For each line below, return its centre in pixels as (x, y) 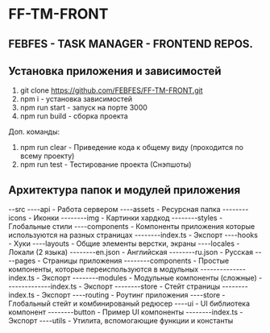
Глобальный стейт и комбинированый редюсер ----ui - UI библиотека (129, 304)
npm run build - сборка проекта (74, 116)
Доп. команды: (34, 132)
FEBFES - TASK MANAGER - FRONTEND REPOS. (131, 44)
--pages (22, 261)
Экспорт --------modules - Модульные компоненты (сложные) (150, 278)
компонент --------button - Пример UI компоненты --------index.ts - (126, 312)
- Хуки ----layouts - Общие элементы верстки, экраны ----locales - (124, 244)
